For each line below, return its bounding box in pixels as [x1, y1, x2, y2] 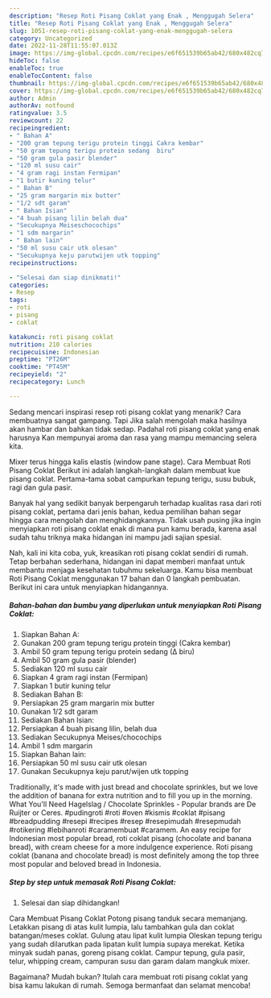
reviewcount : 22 [9, 117, 64, 125]
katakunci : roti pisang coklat [9, 333, 114, 341]
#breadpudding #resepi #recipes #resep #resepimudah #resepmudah [9, 816, 241, 826]
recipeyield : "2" [9, 371, 68, 379]
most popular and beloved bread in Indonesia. [9, 859, 162, 868]
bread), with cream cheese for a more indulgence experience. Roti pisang [9, 842, 253, 851]
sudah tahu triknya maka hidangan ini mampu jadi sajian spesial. [9, 532, 222, 542]
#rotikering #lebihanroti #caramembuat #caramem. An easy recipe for [9, 825, 242, 834]
